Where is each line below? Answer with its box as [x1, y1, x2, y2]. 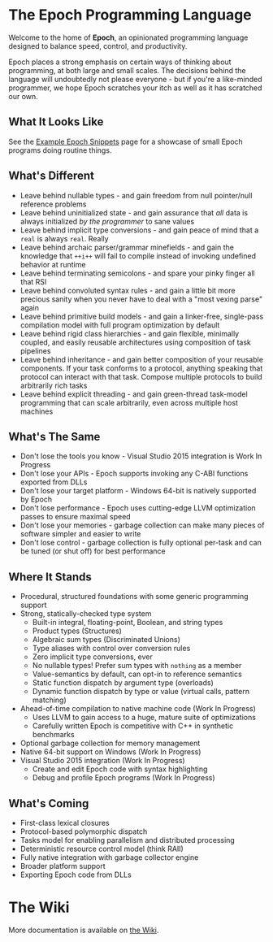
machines [19, 406, 54, 416]
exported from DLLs [19, 477, 88, 487]
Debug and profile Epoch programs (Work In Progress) [32, 773, 215, 783]
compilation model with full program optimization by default [19, 319, 220, 330]
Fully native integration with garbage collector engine [19, 853, 199, 862]
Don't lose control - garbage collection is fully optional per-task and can [19, 538, 262, 548]
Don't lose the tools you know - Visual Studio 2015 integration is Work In [19, 451, 262, 461]
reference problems [19, 199, 87, 209]
